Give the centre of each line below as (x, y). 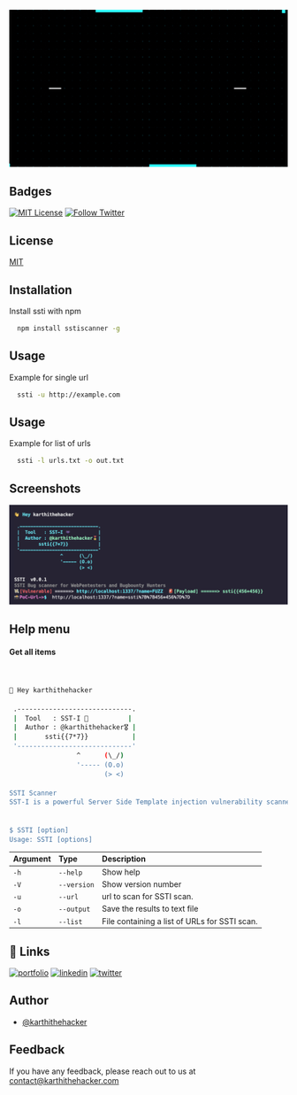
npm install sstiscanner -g (69, 328)
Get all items (33, 652)
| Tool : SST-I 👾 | (72, 718)
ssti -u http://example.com (69, 395)
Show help (121, 872)
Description (123, 859)
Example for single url (49, 377)
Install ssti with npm (46, 311)
